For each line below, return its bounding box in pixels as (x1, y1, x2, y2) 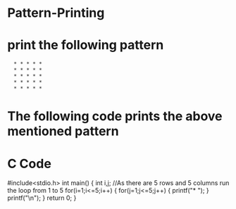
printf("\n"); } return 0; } (7, 194, 77, 202)
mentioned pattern (7, 123, 119, 139)
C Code (7, 156, 51, 172)
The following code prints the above (7, 108, 223, 125)
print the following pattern (7, 37, 164, 53)
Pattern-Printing (7, 5, 105, 21)
